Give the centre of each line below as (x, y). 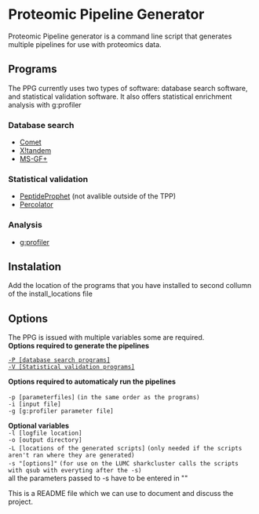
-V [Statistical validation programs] (71, 367)
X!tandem (35, 151)
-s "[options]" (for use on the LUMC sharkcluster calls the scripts (124, 464)
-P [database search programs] (59, 360)
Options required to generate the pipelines (79, 346)
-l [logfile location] (45, 433)
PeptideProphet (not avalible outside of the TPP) (98, 196)
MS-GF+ (33, 159)
